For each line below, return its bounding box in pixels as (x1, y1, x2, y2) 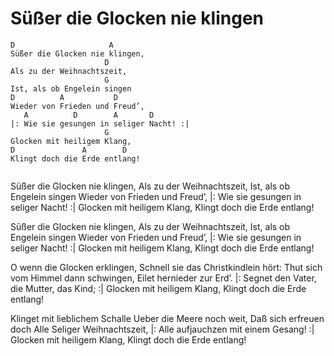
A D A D (23, 110, 155, 120)
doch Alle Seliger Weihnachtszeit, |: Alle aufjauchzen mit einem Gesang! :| (10, 323, 315, 335)
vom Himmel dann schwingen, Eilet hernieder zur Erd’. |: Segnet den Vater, (10, 272, 317, 284)
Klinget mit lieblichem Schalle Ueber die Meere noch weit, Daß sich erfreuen (10, 312, 325, 324)
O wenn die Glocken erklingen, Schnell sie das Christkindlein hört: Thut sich (10, 261, 323, 273)
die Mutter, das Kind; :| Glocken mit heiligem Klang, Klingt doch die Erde (10, 282, 307, 294)
